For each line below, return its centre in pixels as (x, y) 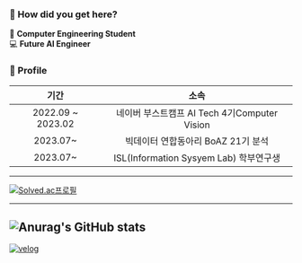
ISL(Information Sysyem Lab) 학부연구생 (197, 158)
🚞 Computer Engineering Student (73, 34)
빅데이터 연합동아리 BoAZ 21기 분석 (197, 141)
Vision (197, 125)
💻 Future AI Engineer (50, 44)
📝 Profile (28, 71)
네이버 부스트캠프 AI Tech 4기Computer (197, 113)
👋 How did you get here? (64, 14)
